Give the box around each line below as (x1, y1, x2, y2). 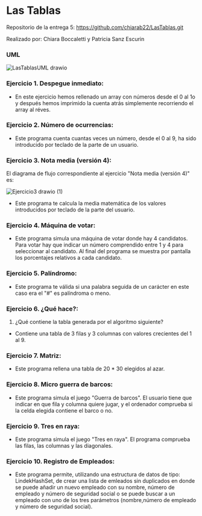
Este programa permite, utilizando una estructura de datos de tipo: (14, 471, 181, 478)
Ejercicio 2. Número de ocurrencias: (6, 121, 113, 129)
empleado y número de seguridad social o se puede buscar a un (14, 490, 175, 497)
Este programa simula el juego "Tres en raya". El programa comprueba (14, 436, 191, 443)
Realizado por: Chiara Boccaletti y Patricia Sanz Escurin (6, 35, 145, 42)
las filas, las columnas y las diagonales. (14, 442, 113, 449)
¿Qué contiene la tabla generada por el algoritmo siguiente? (14, 318, 164, 326)
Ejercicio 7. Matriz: (6, 351, 62, 360)
